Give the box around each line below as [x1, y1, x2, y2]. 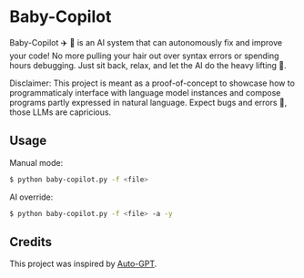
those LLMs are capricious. [9, 107, 112, 118]
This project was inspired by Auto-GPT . [9, 258, 157, 270]
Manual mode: [9, 157, 64, 168]
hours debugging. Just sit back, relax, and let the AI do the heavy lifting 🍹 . [9, 59, 287, 70]
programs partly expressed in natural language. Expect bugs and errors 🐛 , [9, 97, 288, 108]
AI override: [9, 191, 54, 202]
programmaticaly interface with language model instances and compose [9, 87, 281, 98]
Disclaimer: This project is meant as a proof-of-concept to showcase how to [9, 77, 296, 88]
